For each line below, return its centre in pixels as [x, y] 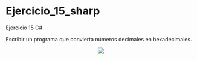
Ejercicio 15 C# [24, 28]
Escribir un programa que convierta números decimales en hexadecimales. [99, 39]
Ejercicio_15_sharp [53, 11]
